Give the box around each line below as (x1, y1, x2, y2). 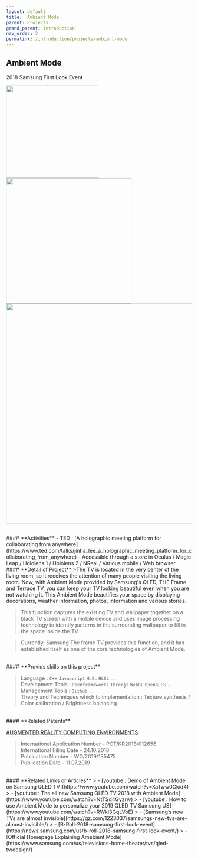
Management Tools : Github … (20, 687, 94, 694)
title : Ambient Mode (6, 14, 60, 20)
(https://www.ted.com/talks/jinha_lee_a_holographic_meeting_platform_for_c (6, 547, 192, 554)
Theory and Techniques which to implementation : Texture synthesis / (20, 693, 190, 701)
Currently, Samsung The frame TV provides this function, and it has (20, 639, 184, 646)
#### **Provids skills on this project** (6, 663, 101, 670)
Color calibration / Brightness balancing (20, 699, 117, 706)
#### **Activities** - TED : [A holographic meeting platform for (6, 534, 161, 542)
